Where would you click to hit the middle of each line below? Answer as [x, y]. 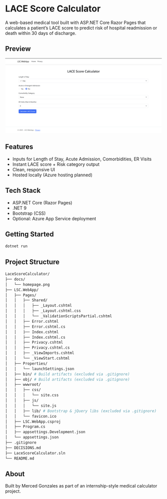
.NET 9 [19, 208]
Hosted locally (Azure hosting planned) [52, 175]
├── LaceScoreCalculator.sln [35, 453]
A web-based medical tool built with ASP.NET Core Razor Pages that [75, 22]
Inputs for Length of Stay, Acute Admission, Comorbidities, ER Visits [82, 159]
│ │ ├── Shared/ [27, 300]
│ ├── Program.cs [25, 427]
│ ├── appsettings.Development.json [45, 432]
